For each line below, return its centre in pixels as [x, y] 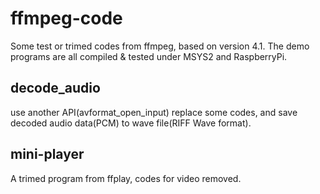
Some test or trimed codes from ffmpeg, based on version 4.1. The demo [160, 46]
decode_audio [55, 88]
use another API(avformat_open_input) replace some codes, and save [154, 112]
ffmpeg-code [66, 18]
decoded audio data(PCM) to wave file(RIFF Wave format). [131, 123]
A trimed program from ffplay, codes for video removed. [126, 178]
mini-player [47, 154]
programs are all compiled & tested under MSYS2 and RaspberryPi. [149, 56]
